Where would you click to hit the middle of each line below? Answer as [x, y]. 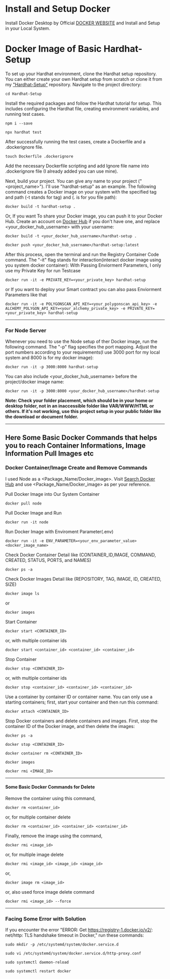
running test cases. [25, 114]
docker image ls [22, 593]
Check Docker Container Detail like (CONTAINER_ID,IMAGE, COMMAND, [81, 555]
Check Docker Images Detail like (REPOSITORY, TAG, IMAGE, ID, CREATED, [83, 579]
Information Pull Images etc [50, 453]
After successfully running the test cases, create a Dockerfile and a [75, 141]
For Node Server [26, 330]
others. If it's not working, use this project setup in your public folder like [83, 412]
